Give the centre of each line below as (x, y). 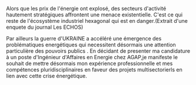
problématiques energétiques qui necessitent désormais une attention (91, 45)
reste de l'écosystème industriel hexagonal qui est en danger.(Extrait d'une (97, 21)
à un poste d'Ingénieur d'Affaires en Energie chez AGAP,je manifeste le (92, 57)
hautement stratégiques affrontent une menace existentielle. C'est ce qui (94, 15)
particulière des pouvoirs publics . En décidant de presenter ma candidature (98, 51)
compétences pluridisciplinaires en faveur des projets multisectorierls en (94, 69)
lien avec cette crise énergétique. (46, 76)
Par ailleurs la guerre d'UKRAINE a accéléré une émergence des (84, 38)
